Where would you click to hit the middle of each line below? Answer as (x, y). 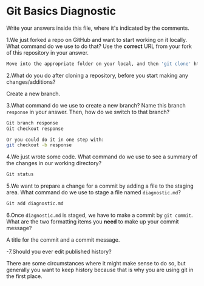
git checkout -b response (39, 145)
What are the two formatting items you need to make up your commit (93, 222)
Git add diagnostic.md (35, 204)
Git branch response (32, 123)
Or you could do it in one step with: (55, 140)
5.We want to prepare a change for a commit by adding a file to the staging (100, 186)
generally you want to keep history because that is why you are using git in (100, 270)
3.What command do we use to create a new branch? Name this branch (96, 105)
